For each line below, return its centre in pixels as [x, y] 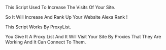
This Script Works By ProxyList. [38, 27]
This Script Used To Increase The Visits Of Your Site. [60, 7]
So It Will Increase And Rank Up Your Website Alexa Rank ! [67, 17]
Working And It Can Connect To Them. [46, 42]
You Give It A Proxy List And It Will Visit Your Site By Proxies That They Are [83, 37]
